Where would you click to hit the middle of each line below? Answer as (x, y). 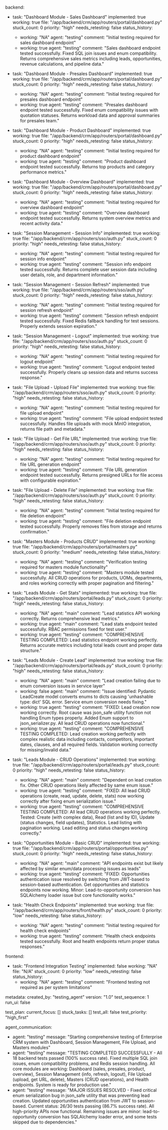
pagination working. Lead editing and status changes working (84, 828)
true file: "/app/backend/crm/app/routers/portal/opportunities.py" (80, 848)
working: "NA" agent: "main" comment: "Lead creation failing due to (90, 681)
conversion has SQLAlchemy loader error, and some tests (97, 1117)
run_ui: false (18, 1002)
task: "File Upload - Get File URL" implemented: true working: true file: (85, 439)
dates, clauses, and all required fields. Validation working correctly (89, 744)
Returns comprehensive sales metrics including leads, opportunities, (91, 59)
